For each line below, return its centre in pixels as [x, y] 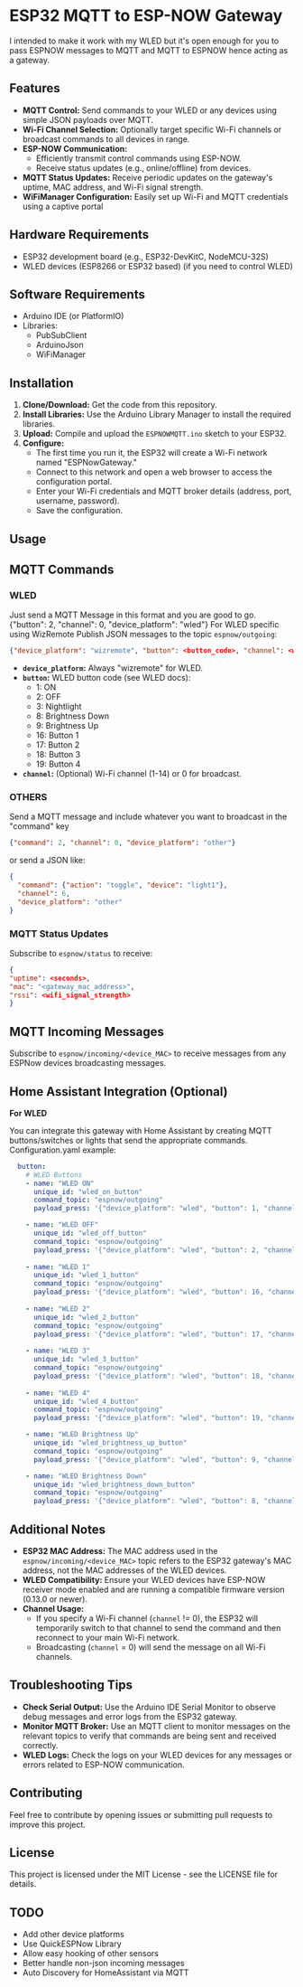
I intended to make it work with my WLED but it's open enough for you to [144, 41]
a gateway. [29, 60]
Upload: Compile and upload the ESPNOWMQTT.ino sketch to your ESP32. [154, 434]
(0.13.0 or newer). [55, 1599]
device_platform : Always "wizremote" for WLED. [113, 668]
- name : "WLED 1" [58, 1267]
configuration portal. [74, 482]
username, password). [78, 501]
